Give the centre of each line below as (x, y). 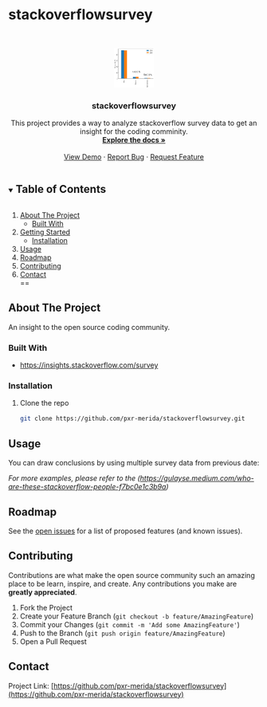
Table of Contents (61, 189)
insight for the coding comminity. (134, 132)
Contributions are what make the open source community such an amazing (132, 575)
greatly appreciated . (43, 592)
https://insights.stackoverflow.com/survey (89, 365)
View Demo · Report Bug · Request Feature (134, 157)
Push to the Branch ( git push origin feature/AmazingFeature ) (122, 633)
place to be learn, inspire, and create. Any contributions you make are (123, 583)
